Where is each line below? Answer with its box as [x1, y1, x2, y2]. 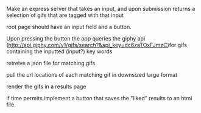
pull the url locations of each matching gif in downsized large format [6, 71, 178, 78]
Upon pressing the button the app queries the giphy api [6, 35, 146, 42]
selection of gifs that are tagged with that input [6, 11, 124, 19]
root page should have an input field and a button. [6, 24, 132, 30]
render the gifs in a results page [6, 83, 86, 90]
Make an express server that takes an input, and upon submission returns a [6, 5, 196, 12]
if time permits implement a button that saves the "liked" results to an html [6, 95, 192, 102]
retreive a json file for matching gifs [6, 60, 96, 66]
